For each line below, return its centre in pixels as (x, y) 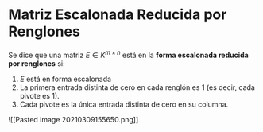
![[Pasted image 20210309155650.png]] (73, 119)
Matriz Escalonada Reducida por (118, 15)
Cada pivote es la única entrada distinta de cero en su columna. (124, 104)
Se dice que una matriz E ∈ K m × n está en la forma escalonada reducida (128, 54)
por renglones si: (37, 63)
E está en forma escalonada (66, 79)
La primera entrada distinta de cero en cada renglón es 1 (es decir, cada (137, 87)
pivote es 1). (39, 95)
